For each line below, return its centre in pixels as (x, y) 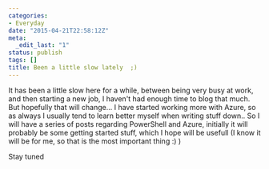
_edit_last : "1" (42, 45)
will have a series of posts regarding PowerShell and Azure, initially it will (128, 124)
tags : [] (23, 61)
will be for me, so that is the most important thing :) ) (95, 141)
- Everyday (26, 23)
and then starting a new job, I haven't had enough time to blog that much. (129, 98)
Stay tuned (26, 156)
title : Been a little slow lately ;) (73, 68)
